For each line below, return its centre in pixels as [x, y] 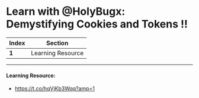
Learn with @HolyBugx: [66, 12]
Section [57, 43]
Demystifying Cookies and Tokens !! [97, 24]
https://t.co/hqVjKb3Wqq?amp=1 [54, 88]
